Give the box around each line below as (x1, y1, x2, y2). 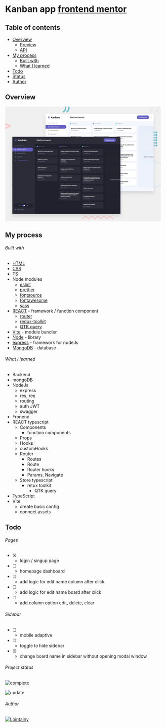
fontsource (19, 292, 42, 298)
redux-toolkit (19, 318, 46, 324)
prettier (19, 287, 35, 293)
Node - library (12, 334, 41, 340)
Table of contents (5, 23, 60, 32)
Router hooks (27, 466, 54, 473)
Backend (12, 371, 31, 377)
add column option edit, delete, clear (19, 600, 95, 606)
